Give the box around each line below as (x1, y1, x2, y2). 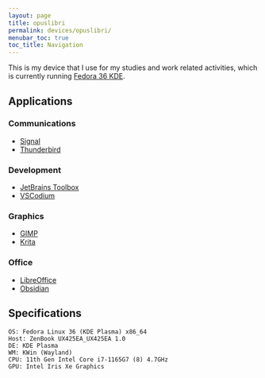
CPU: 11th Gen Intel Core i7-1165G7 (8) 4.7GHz (8, 355, 169, 364)
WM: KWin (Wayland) (8, 349, 73, 357)
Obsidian (19, 283, 49, 293)
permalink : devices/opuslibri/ (8, 26, 112, 34)
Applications (8, 94, 73, 108)
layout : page (8, 11, 52, 20)
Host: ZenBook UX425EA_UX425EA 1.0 (8, 334, 126, 342)
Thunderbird (19, 145, 61, 154)
